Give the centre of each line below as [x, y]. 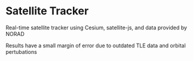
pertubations [21, 51]
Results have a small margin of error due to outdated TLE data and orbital [96, 45]
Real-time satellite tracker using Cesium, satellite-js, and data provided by [96, 28]
